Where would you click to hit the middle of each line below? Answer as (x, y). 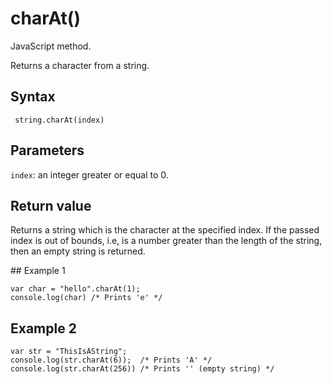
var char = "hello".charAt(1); (75, 289)
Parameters (47, 150)
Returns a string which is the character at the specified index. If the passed (165, 230)
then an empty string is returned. (78, 251)
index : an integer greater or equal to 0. (89, 174)
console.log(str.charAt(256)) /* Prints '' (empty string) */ (142, 369)
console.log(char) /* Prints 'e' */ (86, 298)
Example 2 (43, 328)
